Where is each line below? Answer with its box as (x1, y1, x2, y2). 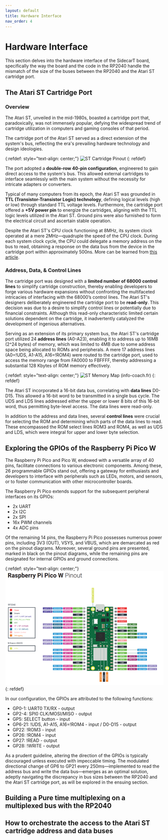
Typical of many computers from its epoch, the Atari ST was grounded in (5, 191, 155, 197)
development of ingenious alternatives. (5, 321, 86, 327)
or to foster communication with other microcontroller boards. (5, 479, 133, 485)
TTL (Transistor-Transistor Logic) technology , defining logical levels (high (5, 197, 160, 202)
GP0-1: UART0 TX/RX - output (12, 705, 75, 711)
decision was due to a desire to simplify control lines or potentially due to (5, 305, 156, 311)
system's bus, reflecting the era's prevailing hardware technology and (5, 141, 150, 146)
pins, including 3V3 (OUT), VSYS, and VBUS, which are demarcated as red (5, 540, 159, 546)
